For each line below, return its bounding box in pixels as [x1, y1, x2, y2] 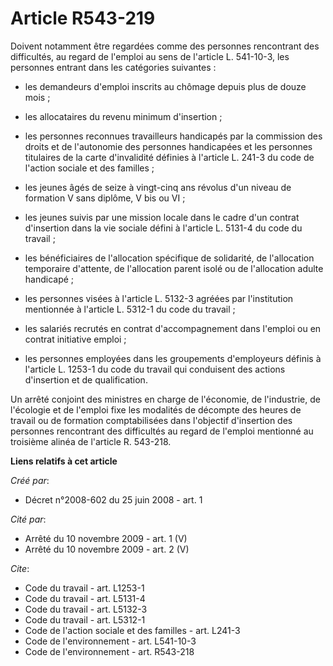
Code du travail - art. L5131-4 [24, 592, 146, 604]
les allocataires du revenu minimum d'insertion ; [24, 110, 223, 122]
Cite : [10, 562, 30, 574]
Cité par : [10, 513, 47, 525]
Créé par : [10, 474, 50, 486]
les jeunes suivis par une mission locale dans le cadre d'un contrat [24, 211, 300, 223]
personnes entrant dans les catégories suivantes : [10, 61, 217, 73]
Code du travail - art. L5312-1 [24, 613, 146, 626]
